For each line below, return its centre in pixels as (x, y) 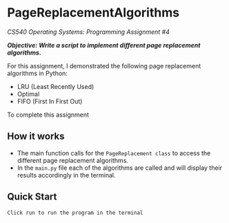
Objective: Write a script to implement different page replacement (104, 45)
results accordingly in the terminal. (66, 175)
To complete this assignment (48, 115)
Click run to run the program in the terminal (75, 213)
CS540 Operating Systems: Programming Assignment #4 (89, 32)
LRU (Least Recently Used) (56, 86)
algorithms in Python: (37, 73)
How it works (36, 136)
